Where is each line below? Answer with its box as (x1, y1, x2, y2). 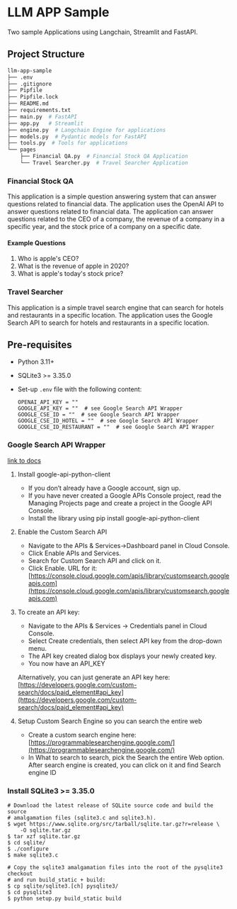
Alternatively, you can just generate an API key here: (17, 673, 170, 681)
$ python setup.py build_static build (7, 895, 122, 903)
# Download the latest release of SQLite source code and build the (7, 802, 214, 809)
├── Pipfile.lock (7, 94, 59, 101)
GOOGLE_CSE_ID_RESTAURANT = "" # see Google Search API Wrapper (17, 423, 214, 431)
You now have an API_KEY (28, 659, 105, 667)
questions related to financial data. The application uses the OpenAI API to (7, 200, 224, 208)
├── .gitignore (7, 80, 52, 87)
